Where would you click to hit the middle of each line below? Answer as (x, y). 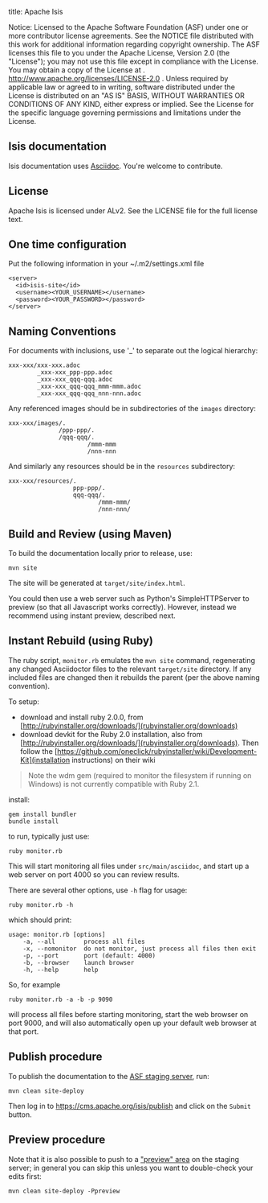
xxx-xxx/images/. (37, 423)
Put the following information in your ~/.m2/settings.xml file (106, 264)
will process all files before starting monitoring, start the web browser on (128, 1014)
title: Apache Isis (36, 12)
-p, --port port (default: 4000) (89, 956)
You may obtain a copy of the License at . (77, 70)
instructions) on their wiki (114, 760)
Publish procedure (55, 1057)
